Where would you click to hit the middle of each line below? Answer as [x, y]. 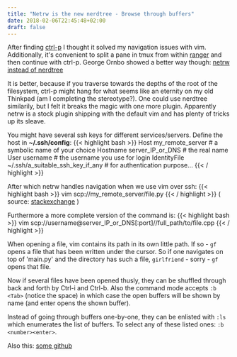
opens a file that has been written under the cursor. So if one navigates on [116, 252]
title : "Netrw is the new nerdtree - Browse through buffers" [101, 14]
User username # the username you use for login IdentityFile [96, 158]
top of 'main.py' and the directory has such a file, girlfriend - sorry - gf [113, 259]
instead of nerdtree [35, 70]
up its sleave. [27, 121]
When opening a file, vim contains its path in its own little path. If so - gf [112, 244]
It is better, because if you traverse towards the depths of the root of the [112, 84]
